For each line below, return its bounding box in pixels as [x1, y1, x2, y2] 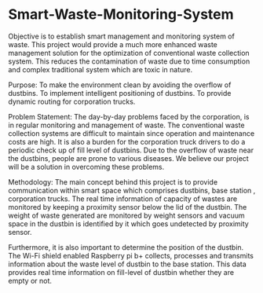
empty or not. [8, 276, 53, 285]
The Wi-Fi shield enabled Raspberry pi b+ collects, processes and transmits [8, 251, 254, 260]
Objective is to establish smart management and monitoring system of [8, 31, 236, 41]
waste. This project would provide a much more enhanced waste [8, 39, 218, 49]
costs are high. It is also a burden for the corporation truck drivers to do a [8, 137, 246, 146]
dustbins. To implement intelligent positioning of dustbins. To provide [8, 88, 232, 97]
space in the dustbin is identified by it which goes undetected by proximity [8, 218, 249, 229]
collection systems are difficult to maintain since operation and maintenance [8, 128, 255, 138]
